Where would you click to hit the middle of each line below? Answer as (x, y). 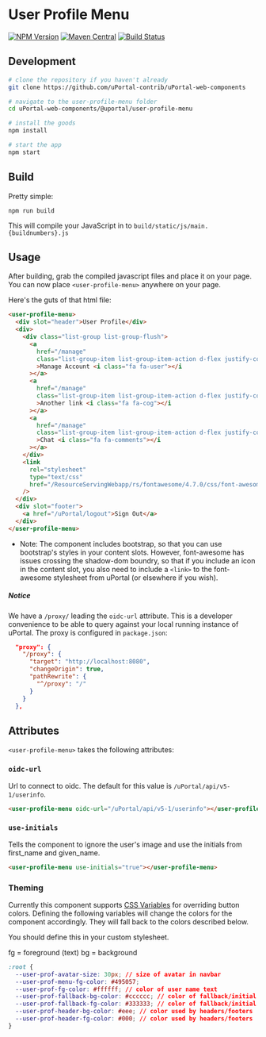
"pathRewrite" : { (58, 677)
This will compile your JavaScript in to (70, 225)
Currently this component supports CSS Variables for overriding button (124, 904)
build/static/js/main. (171, 226)
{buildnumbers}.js (38, 233)
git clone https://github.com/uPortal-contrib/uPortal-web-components (127, 87)
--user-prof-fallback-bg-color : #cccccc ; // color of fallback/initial (136, 997)
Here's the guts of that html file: (60, 300)
